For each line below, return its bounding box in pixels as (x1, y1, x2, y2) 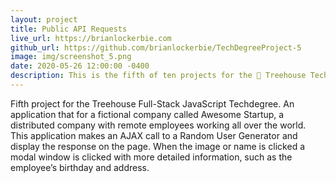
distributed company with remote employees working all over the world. (10, 119, 307, 131)
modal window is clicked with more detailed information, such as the (10, 151, 293, 163)
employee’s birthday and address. (10, 161, 150, 173)
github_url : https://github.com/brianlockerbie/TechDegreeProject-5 (10, 42, 302, 53)
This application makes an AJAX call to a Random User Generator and (10, 129, 298, 141)
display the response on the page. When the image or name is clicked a (10, 140, 306, 152)
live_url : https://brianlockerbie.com (10, 33, 172, 43)
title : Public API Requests (10, 24, 128, 34)
